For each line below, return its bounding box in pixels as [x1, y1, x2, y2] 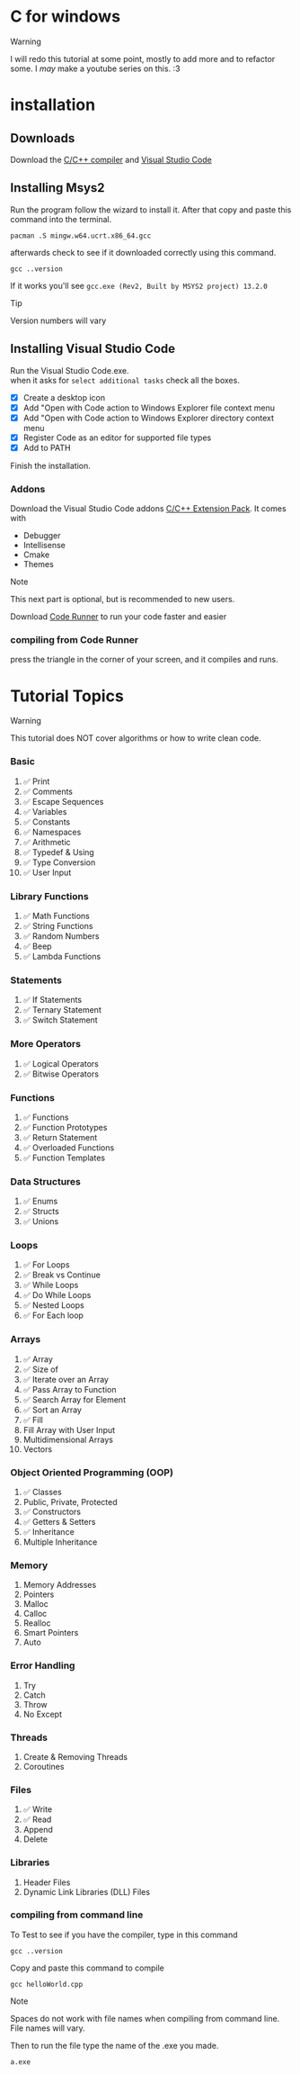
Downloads [10, 131, 75, 146]
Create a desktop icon [22, 392, 106, 402]
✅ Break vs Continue [22, 1269, 101, 1280]
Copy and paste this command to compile [10, 1962, 164, 1973]
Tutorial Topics [10, 686, 124, 706]
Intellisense [22, 540, 66, 551]
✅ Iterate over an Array [22, 1374, 109, 1384]
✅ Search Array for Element [22, 1393, 127, 1405]
